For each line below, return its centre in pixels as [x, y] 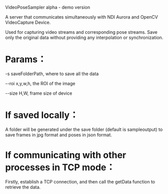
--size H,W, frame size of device [39, 93]
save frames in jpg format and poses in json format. [59, 135]
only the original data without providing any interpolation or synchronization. [84, 38]
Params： [26, 59]
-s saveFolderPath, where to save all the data [52, 74]
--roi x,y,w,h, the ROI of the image [40, 83]
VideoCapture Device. [28, 22]
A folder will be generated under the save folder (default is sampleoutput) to [84, 129]
